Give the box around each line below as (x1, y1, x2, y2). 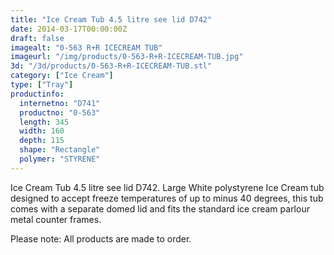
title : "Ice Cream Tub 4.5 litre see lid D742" (10, 14, 213, 25)
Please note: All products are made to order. (10, 232, 192, 245)
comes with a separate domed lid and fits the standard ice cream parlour (10, 202, 310, 215)
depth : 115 (19, 136, 65, 146)
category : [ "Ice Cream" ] (10, 71, 114, 81)
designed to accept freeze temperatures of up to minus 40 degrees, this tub (10, 192, 324, 204)
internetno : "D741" (19, 98, 101, 108)
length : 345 (19, 117, 70, 127)
